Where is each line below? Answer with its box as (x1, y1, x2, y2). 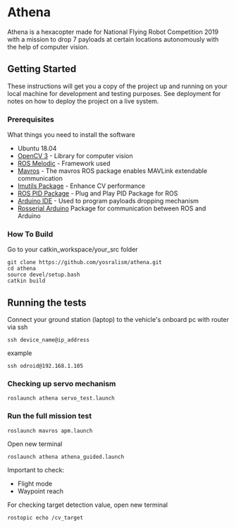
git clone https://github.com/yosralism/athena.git (7, 259, 162, 266)
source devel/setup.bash (7, 271, 80, 279)
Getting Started (7, 63, 77, 75)
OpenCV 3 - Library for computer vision (17, 152, 134, 160)
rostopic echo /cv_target (7, 514, 83, 521)
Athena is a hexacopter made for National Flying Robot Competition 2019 (7, 28, 219, 36)
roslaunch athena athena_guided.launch (7, 453, 125, 460)
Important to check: (7, 465, 65, 474)
